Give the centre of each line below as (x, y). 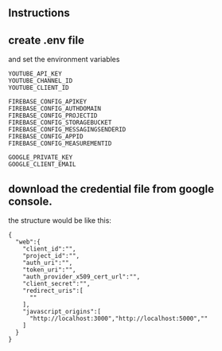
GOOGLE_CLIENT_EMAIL (43, 165)
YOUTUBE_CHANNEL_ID (41, 81)
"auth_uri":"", (48, 263)
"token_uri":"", (50, 270)
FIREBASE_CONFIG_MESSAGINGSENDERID (67, 130)
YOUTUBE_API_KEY (35, 74)
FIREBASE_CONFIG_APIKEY (48, 102)
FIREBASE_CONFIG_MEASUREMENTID (60, 144)
